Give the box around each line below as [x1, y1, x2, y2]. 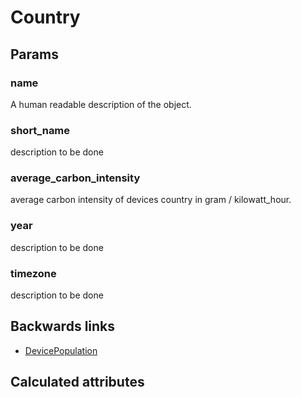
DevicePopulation [24, 344, 98, 356]
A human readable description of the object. [10, 98, 192, 110]
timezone [10, 266, 57, 280]
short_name [10, 123, 71, 137]
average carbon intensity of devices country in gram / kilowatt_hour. [10, 194, 292, 206]
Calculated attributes [10, 374, 145, 391]
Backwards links [10, 318, 116, 335]
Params [10, 46, 59, 63]
